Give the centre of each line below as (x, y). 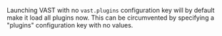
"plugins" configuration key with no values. (70, 25)
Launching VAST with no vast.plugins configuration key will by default (111, 10)
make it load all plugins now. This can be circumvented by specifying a (111, 18)
